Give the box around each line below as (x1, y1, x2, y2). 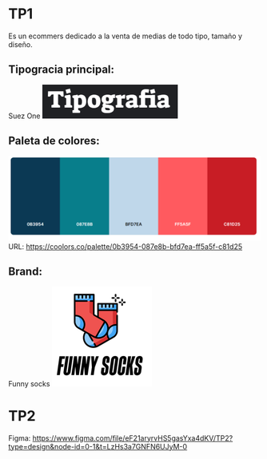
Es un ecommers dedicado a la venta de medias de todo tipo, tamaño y (8, 31, 242, 41)
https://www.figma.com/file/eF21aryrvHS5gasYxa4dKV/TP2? (32, 433, 233, 443)
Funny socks (8, 378, 50, 388)
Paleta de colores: (8, 134, 100, 148)
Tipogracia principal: (8, 63, 114, 77)
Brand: (8, 265, 42, 279)
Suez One (8, 111, 42, 121)
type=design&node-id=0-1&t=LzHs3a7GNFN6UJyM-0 (8, 441, 188, 451)
